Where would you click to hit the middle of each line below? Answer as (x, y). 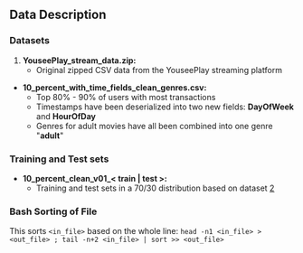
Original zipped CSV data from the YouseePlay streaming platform (159, 70)
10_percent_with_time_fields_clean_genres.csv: (114, 87)
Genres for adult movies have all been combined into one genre (154, 126)
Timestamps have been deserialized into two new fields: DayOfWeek (165, 107)
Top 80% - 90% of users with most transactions (126, 97)
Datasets (29, 41)
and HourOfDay (66, 116)
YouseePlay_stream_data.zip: (79, 60)
